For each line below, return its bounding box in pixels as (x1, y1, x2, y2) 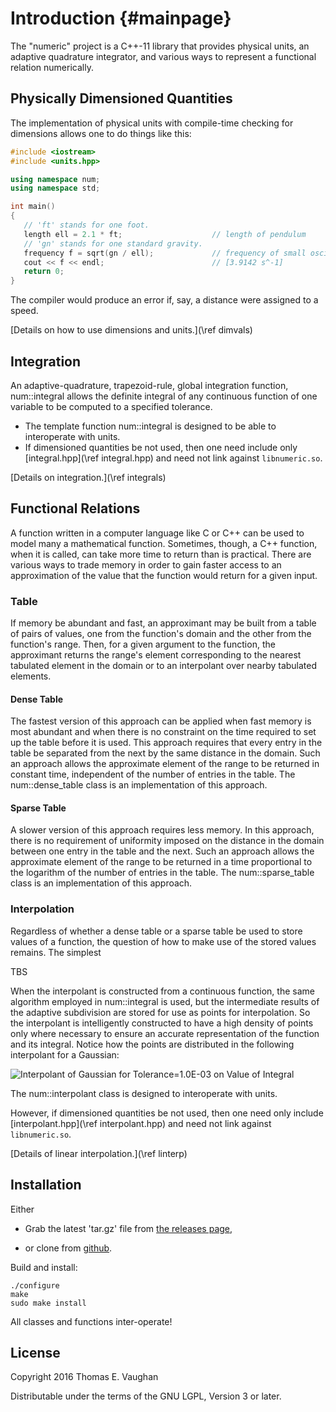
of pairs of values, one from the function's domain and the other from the (10, 628, 312, 640)
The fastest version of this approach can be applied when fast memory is (10, 715, 312, 727)
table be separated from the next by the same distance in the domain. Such (10, 747, 321, 759)
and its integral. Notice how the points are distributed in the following (10, 1038, 295, 1050)
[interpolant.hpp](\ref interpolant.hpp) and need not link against (10, 1117, 272, 1129)
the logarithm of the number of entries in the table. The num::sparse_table (10, 867, 315, 879)
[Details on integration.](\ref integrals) (10, 471, 167, 483)
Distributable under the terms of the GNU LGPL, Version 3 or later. (10, 1390, 282, 1402)
